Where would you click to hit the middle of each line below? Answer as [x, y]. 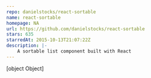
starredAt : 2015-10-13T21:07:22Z [49, 40]
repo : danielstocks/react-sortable [51, 12]
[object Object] [25, 68]
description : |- [27, 46]
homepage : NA [23, 23]
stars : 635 [20, 34]
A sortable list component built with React [74, 51]
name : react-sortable [34, 18]
